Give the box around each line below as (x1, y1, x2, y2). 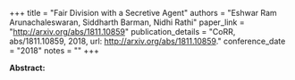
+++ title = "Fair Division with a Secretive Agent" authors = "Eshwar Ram (9, 8, 277, 18)
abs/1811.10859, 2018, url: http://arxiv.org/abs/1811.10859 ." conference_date (9, 36, 286, 46)
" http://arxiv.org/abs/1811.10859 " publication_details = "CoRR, (9, 27, 236, 36)
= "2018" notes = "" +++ (9, 45, 100, 56)
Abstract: (9, 62, 46, 73)
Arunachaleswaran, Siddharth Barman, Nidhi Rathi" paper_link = (9, 17, 245, 28)
